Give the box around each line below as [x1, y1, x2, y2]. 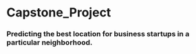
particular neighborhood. [6, 38, 93, 47]
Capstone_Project [6, 5, 111, 21]
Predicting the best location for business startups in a [6, 29, 190, 39]
